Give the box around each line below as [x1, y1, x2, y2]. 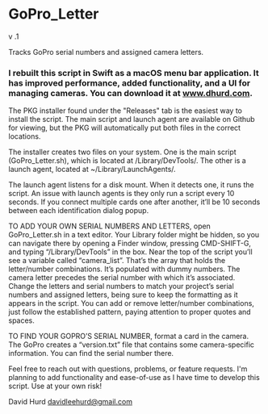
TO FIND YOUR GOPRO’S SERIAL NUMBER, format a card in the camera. [8, 332, 249, 341]
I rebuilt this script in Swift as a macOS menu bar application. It [8, 67, 260, 78]
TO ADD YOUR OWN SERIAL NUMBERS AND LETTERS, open [8, 221, 211, 231]
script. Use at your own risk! [8, 381, 103, 391]
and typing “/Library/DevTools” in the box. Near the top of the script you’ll [8, 247, 253, 257]
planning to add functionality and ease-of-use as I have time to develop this [8, 373, 260, 383]
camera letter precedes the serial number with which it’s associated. [8, 273, 236, 282]
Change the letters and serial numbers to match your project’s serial [8, 282, 234, 291]
